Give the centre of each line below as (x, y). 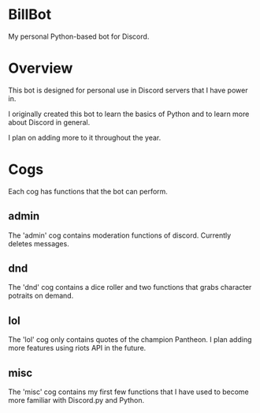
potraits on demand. (41, 296)
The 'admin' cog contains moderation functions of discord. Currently (120, 235)
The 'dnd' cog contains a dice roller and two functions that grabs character (130, 287)
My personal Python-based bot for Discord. (79, 36)
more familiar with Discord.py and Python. (76, 400)
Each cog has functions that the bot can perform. (88, 191)
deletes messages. (39, 243)
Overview (41, 68)
